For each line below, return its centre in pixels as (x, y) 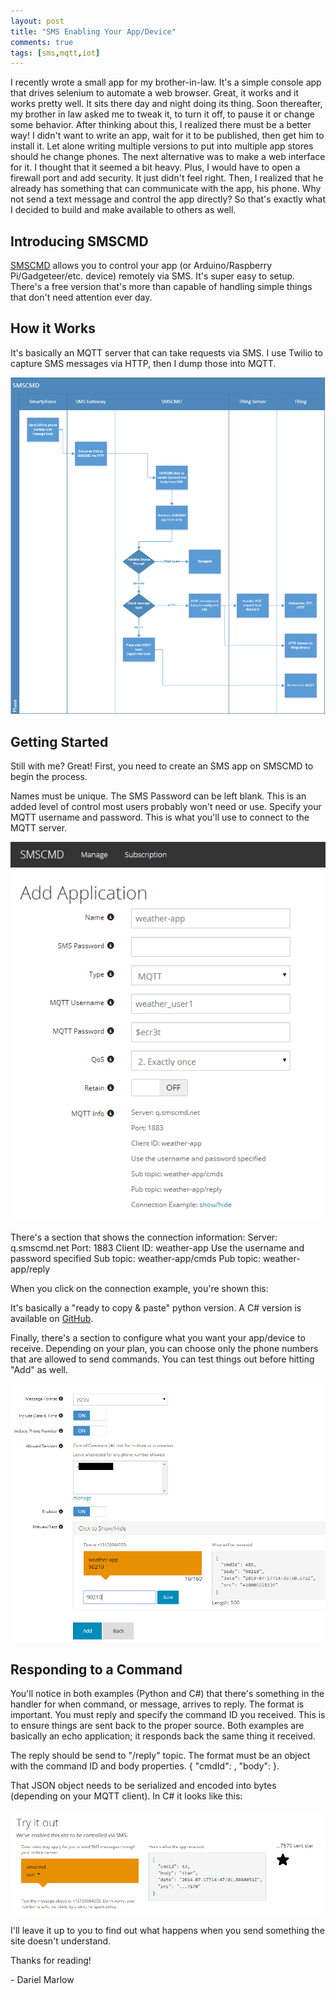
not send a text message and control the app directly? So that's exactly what (168, 199)
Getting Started (59, 741)
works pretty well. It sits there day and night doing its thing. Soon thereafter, (166, 104)
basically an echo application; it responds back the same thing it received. (163, 1736)
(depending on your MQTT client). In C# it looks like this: (126, 1796)
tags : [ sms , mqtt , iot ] (55, 53)
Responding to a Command (96, 1669)
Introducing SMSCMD (79, 241)
